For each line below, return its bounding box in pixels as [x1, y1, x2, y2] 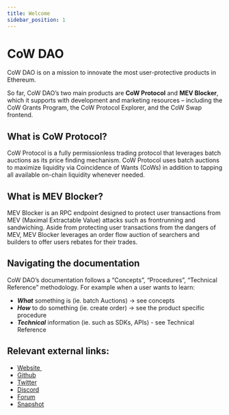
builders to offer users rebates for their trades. [7, 238, 138, 247]
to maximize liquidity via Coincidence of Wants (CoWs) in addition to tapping [7, 164, 223, 172]
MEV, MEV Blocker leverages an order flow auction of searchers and [7, 231, 200, 239]
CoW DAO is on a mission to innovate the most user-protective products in [7, 68, 217, 77]
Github [16, 370, 36, 379]
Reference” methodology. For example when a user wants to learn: [7, 283, 195, 291]
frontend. [7, 111, 33, 119]
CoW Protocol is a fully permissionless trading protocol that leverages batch [7, 149, 221, 158]
